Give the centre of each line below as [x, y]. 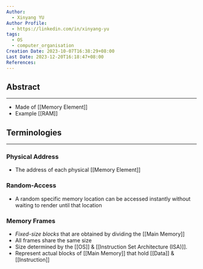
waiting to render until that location [58, 205]
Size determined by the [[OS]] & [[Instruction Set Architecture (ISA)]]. [101, 247]
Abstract [23, 87]
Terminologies [34, 133]
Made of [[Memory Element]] [51, 107]
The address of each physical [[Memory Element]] [78, 170]
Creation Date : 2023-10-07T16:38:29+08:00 [60, 51]
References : [21, 62]
